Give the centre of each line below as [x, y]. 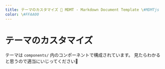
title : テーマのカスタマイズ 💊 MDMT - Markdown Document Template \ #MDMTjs [82, 10]
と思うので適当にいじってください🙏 [42, 61]
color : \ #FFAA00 [22, 14]
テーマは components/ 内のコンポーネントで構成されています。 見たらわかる [83, 55]
